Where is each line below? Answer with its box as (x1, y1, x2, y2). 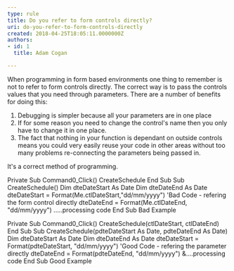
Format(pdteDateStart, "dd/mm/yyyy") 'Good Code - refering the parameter (7, 241, 227, 250)
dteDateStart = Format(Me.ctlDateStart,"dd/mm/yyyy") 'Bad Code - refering (7, 191, 227, 199)
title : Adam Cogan (13, 50, 68, 57)
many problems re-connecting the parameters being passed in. (17, 149, 201, 157)
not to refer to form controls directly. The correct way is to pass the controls (7, 82, 227, 91)
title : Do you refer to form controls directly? (7, 17, 152, 24)
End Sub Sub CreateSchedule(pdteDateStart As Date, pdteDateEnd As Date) (7, 227, 228, 235)
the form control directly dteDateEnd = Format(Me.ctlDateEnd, (7, 198, 188, 206)
